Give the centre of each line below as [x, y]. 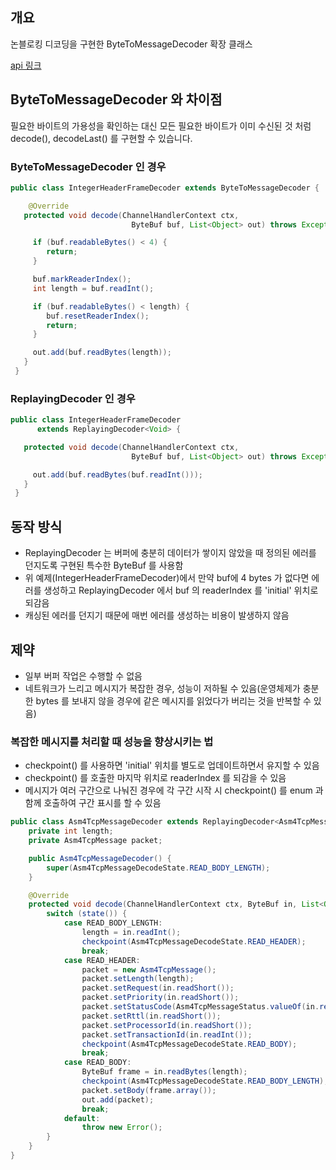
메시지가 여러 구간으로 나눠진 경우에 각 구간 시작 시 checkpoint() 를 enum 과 [174, 790]
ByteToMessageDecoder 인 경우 [88, 166]
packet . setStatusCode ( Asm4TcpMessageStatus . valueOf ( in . [200, 1007]
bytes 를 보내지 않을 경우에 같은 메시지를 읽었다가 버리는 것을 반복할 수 [173, 700]
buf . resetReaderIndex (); [98, 316]
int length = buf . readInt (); [93, 288]
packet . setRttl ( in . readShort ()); [151, 1016]
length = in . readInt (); [131, 933]
